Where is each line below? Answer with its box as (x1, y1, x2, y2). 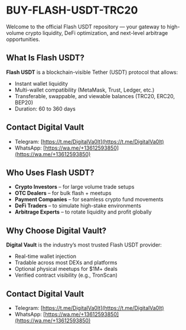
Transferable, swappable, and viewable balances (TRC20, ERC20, (14, 92, 175, 99)
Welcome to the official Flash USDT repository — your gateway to (6, 23, 166, 30)
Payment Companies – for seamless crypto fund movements (14, 196, 164, 203)
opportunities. (6, 35, 40, 43)
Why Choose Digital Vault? (6, 225, 107, 235)
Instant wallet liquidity (14, 80, 68, 87)
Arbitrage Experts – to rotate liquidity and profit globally (14, 208, 152, 216)
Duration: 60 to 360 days (14, 105, 76, 112)
